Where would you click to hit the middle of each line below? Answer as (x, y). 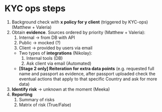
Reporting (22, 94)
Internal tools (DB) (44, 58)
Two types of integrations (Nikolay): (55, 53)
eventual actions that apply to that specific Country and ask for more (88, 79)
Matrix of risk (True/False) (45, 105)
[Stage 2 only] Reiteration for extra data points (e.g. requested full (87, 68)
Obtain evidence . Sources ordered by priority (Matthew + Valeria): (78, 32)
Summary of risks (37, 99)
